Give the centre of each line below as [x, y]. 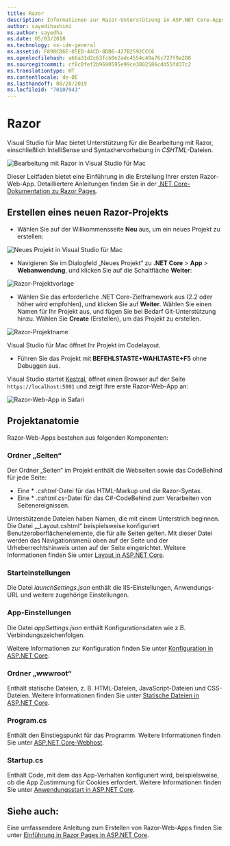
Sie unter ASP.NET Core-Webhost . [55, 743]
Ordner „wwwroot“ [39, 673]
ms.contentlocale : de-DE [42, 77]
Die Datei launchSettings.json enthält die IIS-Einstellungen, [90, 588]
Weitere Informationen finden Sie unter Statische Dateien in [116, 695]
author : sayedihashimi [39, 26]
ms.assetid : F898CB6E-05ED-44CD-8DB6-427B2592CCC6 [81, 52]
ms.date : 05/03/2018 [37, 39]
